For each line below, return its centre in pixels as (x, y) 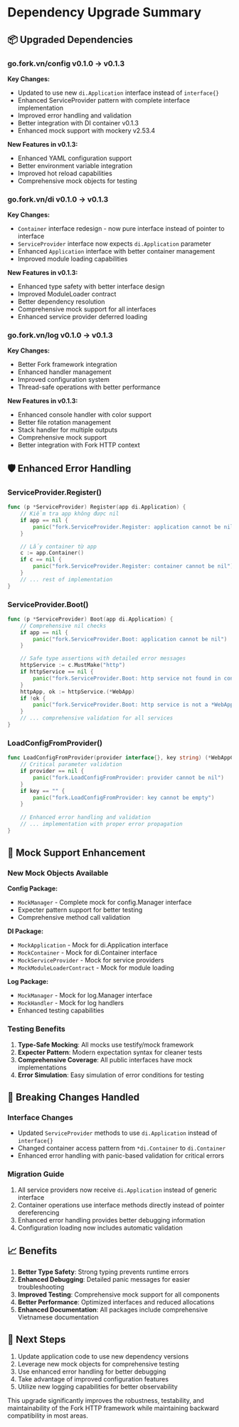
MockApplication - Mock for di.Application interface (93, 945)
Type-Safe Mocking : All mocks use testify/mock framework (106, 1044)
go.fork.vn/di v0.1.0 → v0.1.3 (58, 199)
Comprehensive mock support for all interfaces (87, 309)
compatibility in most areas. (48, 1416)
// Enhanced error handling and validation (86, 818)
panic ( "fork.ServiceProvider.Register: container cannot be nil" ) (133, 566)
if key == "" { (43, 791)
